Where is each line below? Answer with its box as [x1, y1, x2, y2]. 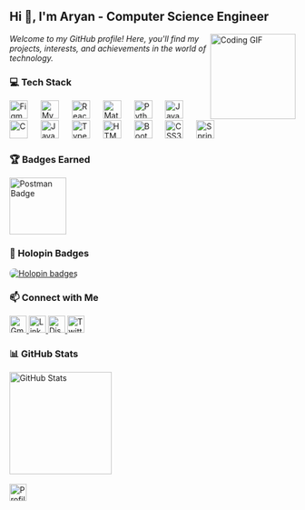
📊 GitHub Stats [9, 347, 79, 360]
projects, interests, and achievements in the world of [9, 43, 207, 54]
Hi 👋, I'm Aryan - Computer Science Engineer [9, 9, 270, 25]
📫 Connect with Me [9, 291, 99, 304]
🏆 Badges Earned [9, 154, 91, 166]
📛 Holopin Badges [9, 247, 90, 260]
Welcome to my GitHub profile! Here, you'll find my [9, 33, 200, 44]
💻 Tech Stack [9, 75, 73, 88]
